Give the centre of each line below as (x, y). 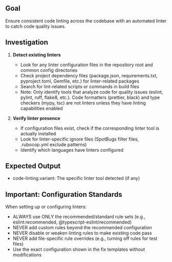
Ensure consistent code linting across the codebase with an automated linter (86, 21)
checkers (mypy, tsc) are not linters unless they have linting (83, 103)
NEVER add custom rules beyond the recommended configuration (82, 228)
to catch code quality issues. (36, 26)
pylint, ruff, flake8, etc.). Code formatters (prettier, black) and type (90, 97)
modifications (27, 255)
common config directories (49, 70)
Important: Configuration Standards (64, 194)
